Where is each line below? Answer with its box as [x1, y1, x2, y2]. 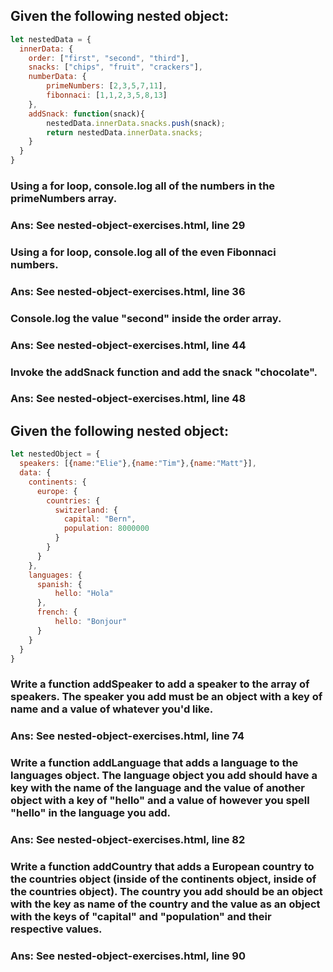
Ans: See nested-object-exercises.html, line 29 [10, 218, 246, 232]
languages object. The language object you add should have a [10, 769, 318, 783]
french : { [36, 607, 78, 618]
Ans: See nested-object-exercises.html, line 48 [10, 392, 247, 406]
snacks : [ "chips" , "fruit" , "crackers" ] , [28, 62, 203, 73]
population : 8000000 [63, 524, 150, 534]
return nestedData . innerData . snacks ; [46, 127, 203, 138]
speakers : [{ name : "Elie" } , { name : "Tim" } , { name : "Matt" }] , [19, 459, 257, 469]
